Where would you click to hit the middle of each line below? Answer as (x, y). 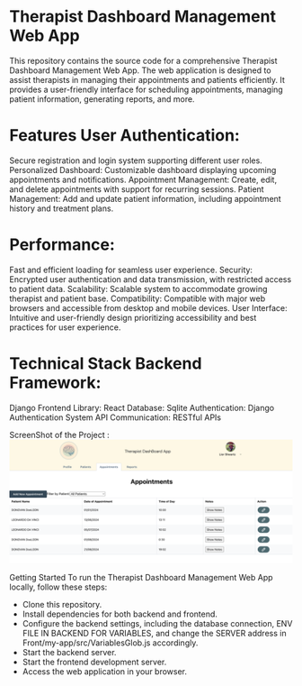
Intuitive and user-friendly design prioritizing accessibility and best (133, 317)
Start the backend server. (69, 653)
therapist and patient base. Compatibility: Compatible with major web (138, 298)
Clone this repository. (62, 605)
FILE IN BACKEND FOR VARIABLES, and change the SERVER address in (154, 634)
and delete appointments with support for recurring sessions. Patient (137, 189)
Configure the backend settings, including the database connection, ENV (157, 624)
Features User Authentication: (124, 136)
